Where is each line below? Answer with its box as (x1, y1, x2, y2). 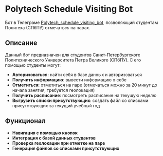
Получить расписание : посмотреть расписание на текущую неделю (12, 92, 157, 98)
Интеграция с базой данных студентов (12, 135, 96, 141)
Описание (5, 39, 37, 47)
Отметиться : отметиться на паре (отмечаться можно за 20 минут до (12, 82, 157, 88)
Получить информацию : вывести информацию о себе (12, 77, 127, 82)
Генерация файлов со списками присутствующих (12, 145, 120, 151)
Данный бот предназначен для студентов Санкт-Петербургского (5, 52, 141, 58)
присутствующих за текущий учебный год (12, 102, 100, 108)
